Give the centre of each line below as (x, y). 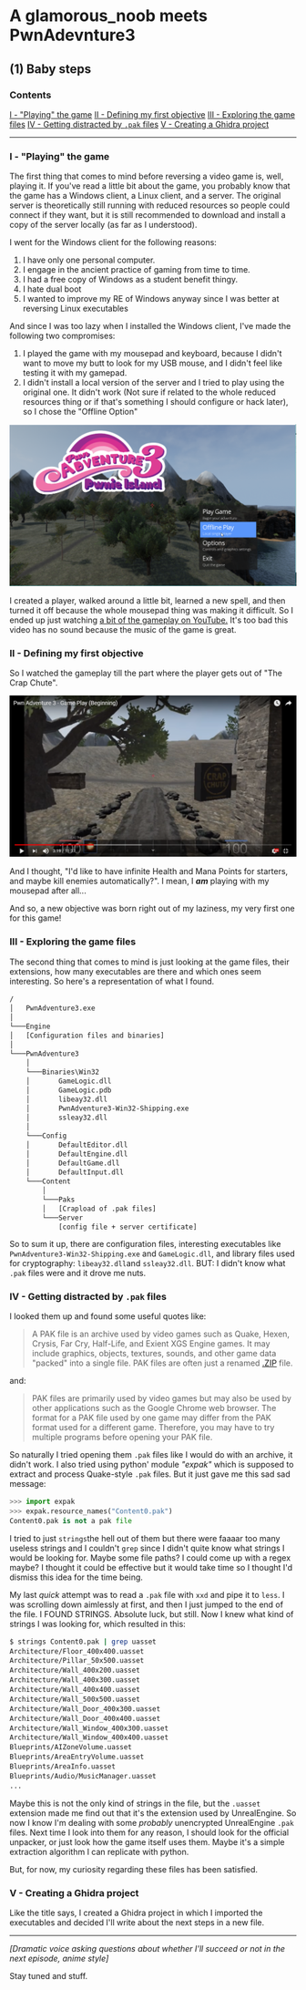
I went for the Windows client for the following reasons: (113, 242)
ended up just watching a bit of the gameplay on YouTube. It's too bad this (149, 620)
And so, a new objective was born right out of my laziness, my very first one (152, 909)
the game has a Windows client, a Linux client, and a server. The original (145, 196)
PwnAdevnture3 (72, 35)
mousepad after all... (48, 891)
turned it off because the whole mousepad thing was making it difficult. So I (152, 611)
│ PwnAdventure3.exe (52, 1008)
